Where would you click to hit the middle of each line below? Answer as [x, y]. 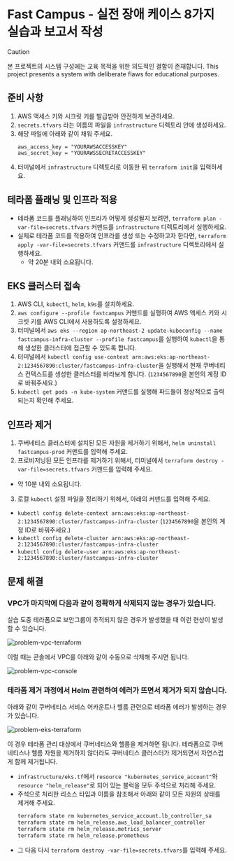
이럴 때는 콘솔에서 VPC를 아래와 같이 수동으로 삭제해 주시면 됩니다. [98, 656]
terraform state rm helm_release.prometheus [83, 835]
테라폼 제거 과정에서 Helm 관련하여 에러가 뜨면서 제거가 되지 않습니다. [117, 690]
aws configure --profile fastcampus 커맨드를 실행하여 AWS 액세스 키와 [118, 313]
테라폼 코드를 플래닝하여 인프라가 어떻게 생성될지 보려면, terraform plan [117, 218]
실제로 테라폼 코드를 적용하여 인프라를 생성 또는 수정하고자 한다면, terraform [122, 235]
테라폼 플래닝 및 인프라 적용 [62, 200]
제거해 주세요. [36, 803]
